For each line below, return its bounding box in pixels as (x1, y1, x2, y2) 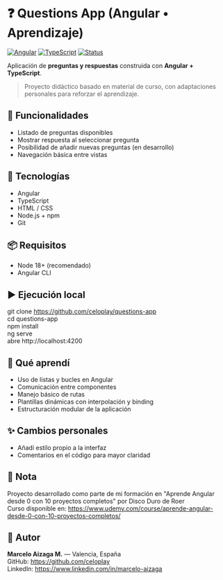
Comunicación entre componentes (17, 383, 117, 391)
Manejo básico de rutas (17, 390, 85, 398)
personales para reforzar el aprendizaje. (24, 90, 140, 98)
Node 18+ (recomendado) (17, 261, 92, 270)
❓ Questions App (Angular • (7, 6, 169, 22)
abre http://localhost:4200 (7, 337, 83, 345)
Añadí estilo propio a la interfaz (17, 443, 107, 451)
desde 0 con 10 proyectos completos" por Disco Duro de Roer (7, 497, 185, 505)
